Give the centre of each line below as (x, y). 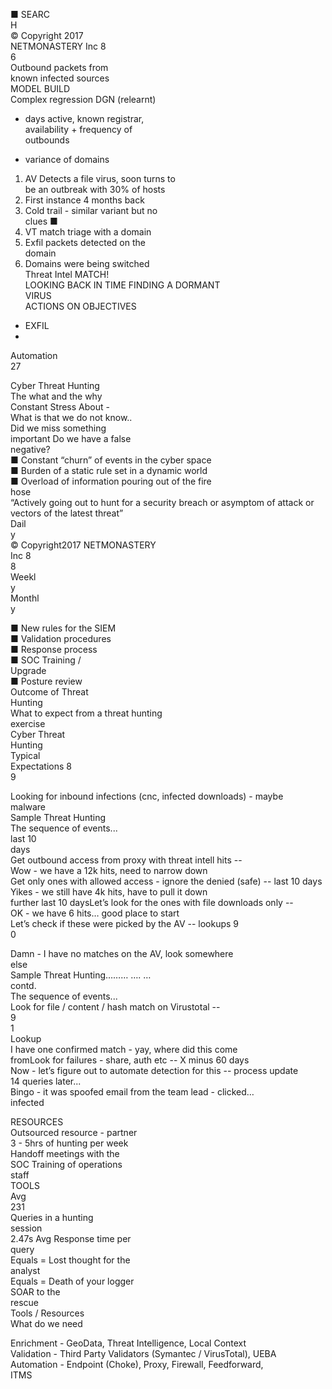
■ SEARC (30, 14)
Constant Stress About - (60, 407)
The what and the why (56, 396)
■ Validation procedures (61, 638)
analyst (25, 1270)
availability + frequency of (78, 129)
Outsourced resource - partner (74, 1132)
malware (28, 807)
